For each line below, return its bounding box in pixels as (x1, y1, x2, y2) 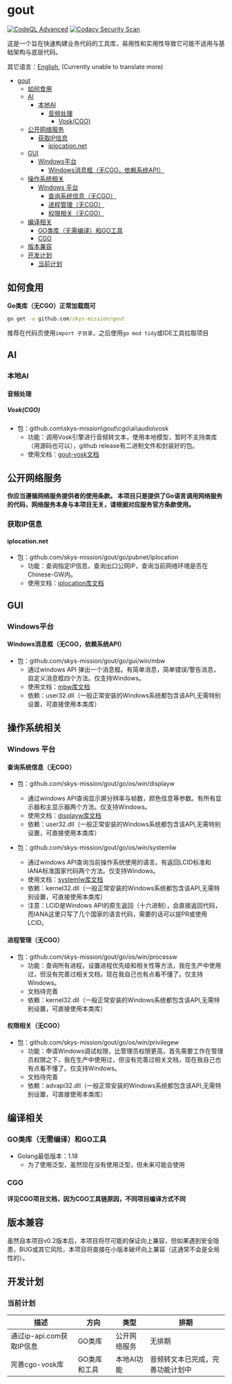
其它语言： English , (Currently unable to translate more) (7, 62, 164, 71)
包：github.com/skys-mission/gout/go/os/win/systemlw (17, 843, 177, 852)
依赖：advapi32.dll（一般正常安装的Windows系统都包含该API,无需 (27, 1081, 215, 1090)
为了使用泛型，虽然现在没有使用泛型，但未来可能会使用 (27, 1160, 185, 1168)
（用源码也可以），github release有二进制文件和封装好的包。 (27, 441, 199, 449)
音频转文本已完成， (149, 1354, 213, 1364)
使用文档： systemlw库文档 (27, 875, 104, 883)
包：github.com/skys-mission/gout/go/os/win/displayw (17, 780, 175, 788)
